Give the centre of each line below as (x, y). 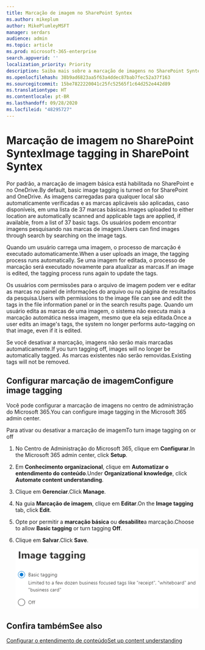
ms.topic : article (30, 45)
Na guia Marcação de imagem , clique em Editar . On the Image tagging (104, 503)
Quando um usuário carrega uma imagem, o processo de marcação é (94, 247)
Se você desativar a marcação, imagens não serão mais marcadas (90, 342)
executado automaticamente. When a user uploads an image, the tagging (98, 254)
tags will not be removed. (38, 362)
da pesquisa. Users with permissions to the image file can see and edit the (99, 298)
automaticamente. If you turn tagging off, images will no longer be (88, 349)
